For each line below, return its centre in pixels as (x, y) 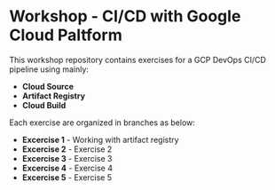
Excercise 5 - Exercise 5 (67, 177)
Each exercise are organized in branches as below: (102, 123)
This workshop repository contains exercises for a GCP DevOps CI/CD (137, 59)
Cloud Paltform (66, 35)
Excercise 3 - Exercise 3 (67, 158)
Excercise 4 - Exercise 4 (67, 168)
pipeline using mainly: (49, 69)
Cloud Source (47, 86)
